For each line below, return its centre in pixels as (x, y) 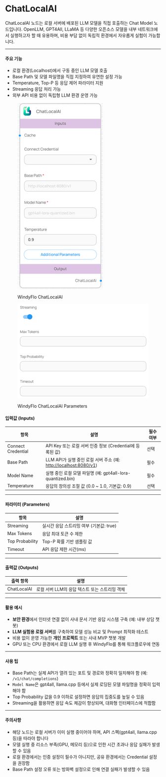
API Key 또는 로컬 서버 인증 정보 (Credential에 (90, 446)
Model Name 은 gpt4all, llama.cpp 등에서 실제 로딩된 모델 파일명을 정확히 (82, 684)
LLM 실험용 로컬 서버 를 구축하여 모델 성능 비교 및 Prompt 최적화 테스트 (80, 632)
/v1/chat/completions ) (35, 679)
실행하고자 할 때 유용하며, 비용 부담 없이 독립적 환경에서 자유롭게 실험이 (79, 35)
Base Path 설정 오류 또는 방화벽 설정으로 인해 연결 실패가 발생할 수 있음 (81, 769)
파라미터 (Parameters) (28, 504)
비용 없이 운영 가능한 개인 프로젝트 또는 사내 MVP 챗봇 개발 (69, 638)
